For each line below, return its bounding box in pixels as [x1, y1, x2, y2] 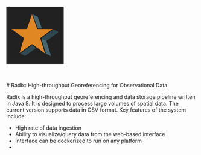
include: [6, 113, 27, 119]
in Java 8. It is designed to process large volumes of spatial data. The [6, 100, 179, 107]
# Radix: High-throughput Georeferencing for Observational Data [6, 82, 168, 89]
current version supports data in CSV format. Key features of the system [6, 106, 187, 113]
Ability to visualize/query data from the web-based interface [14, 131, 165, 138]
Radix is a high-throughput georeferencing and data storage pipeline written [6, 93, 196, 100]
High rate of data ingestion [14, 124, 81, 131]
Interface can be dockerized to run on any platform [14, 137, 142, 144]
